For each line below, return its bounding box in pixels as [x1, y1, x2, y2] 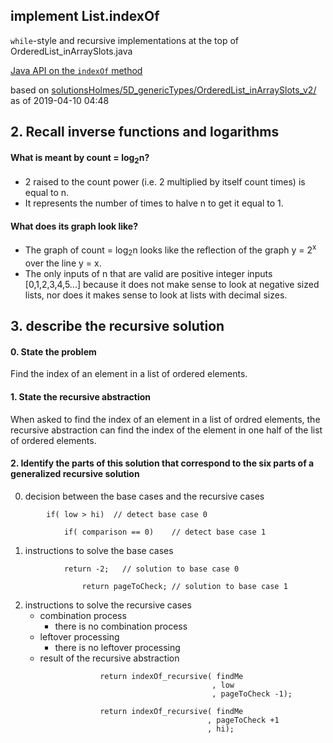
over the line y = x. [24, 257, 102, 269]
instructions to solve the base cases [24, 544, 174, 556]
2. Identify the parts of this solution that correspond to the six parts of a [10, 457, 315, 469]
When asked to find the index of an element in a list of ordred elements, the [10, 413, 321, 425]
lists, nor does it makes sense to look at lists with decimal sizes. [24, 289, 288, 301]
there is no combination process [54, 620, 188, 632]
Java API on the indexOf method [10, 64, 143, 76]
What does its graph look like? [10, 220, 139, 232]
